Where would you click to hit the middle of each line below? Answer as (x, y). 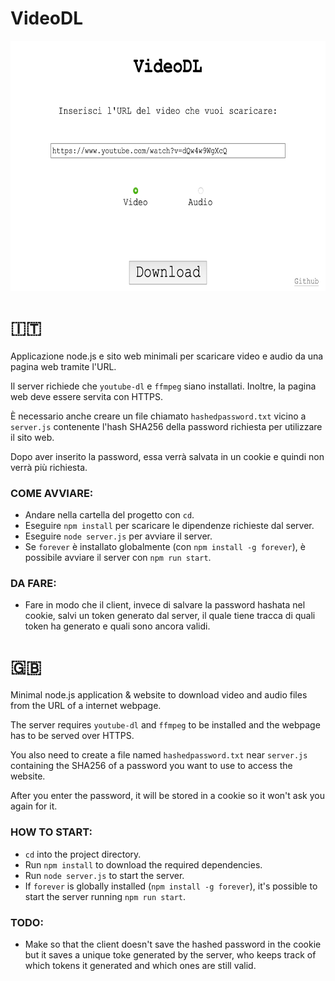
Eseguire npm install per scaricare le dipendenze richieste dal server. (169, 526)
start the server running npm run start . (105, 896)
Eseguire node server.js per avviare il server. (118, 536)
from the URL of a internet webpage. (86, 706)
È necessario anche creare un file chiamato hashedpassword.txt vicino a (158, 416)
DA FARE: (33, 584)
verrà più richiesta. (49, 467)
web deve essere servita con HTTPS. (87, 396)
